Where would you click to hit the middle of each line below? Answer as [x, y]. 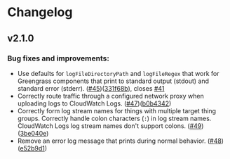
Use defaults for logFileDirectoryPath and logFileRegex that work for [118, 73]
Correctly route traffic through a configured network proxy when [111, 96]
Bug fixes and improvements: [59, 58]
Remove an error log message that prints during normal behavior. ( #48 [120, 141]
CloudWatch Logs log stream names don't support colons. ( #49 [109, 126]
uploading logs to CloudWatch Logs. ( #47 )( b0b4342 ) [94, 103]
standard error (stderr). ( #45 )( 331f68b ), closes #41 [91, 88]
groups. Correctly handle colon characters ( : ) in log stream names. [114, 118]
